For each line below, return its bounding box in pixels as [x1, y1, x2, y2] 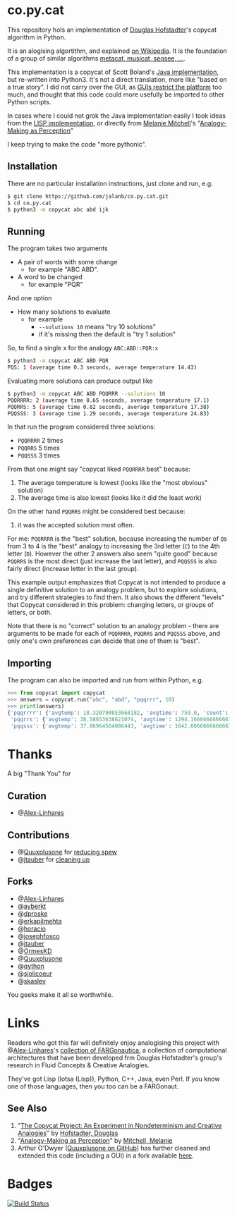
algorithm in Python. [7, 32, 66, 41]
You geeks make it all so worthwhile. [7, 990, 114, 999]
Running [7, 225, 46, 238]
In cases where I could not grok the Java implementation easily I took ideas [7, 111, 226, 120]
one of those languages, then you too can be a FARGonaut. [7, 1081, 179, 1091]
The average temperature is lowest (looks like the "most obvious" [17, 479, 208, 487]
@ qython [17, 962, 44, 970]
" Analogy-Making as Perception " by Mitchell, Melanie [17, 1136, 173, 1144]
